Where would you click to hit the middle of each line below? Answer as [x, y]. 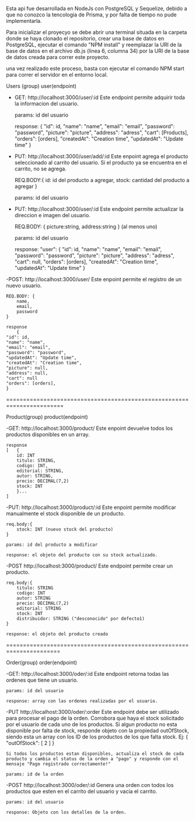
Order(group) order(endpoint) [42, 662]
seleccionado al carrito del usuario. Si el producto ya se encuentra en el [101, 163]
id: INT [26, 456]
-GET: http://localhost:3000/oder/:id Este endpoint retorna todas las [88, 674]
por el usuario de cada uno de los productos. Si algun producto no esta [92, 724]
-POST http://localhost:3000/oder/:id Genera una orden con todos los [90, 785]
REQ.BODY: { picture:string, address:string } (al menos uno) [86, 227]
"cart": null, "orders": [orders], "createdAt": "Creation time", [86, 262]
